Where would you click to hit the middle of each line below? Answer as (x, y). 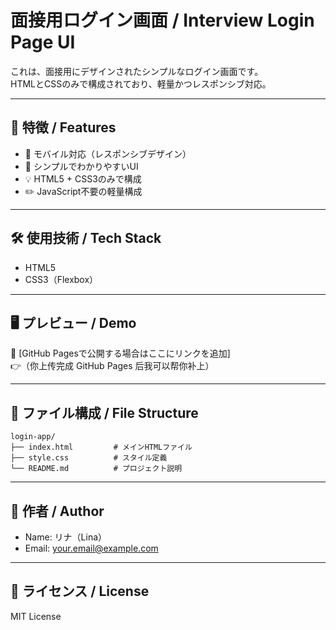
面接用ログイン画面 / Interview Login (162, 20)
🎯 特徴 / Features (63, 127)
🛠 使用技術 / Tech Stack (86, 238)
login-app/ (33, 437)
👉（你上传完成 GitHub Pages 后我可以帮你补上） (112, 366)
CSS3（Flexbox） (61, 279)
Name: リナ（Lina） (66, 537)
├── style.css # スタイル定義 (89, 458)
